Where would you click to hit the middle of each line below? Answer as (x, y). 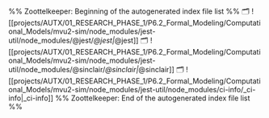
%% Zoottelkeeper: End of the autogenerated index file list (153, 98)
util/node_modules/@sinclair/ (57, 69)
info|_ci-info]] (31, 98)
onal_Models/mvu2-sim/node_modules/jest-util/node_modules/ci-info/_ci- (132, 90)
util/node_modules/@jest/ (51, 40)
